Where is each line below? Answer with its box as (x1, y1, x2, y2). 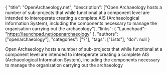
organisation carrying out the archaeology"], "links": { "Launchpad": (5, 26, 146, 32)
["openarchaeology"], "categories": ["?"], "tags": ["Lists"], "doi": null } (5, 36, 150, 42)
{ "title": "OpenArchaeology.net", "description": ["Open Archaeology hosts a (5, 5, 162, 10)
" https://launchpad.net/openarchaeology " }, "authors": (5, 31, 119, 37)
